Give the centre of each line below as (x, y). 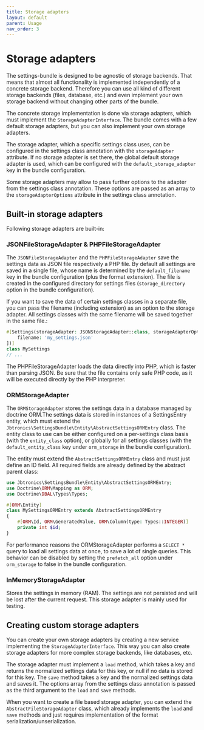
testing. (16, 606)
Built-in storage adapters (55, 214)
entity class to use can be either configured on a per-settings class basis (97, 434)
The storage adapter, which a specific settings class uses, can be (88, 145)
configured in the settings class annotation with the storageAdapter (90, 151)
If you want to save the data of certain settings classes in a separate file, (97, 302)
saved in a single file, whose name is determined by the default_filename (98, 270)
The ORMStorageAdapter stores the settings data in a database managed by (99, 408)
